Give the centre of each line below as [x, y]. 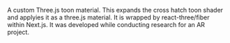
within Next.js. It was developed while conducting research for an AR [106, 25]
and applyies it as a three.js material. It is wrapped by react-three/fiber [108, 17]
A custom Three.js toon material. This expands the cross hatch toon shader [115, 10]
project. [18, 32]
